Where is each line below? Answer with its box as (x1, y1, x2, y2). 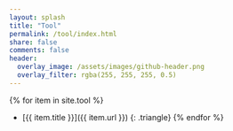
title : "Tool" (9, 21, 62, 30)
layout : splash (9, 12, 66, 22)
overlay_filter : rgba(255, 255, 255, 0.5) (17, 71, 177, 80)
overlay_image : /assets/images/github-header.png (17, 63, 205, 72)
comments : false (9, 46, 69, 55)
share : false (9, 37, 58, 47)
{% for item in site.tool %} (9, 95, 104, 105)
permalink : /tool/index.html (9, 29, 117, 38)
